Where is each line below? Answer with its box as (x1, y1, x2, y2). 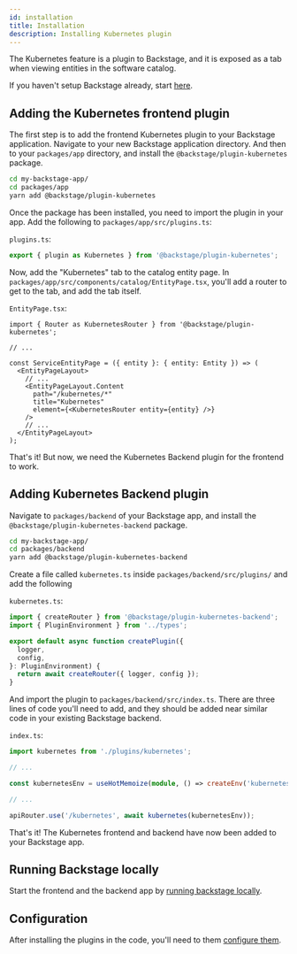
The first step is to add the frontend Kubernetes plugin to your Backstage (9, 129, 276, 140)
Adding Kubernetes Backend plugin (9, 487, 209, 502)
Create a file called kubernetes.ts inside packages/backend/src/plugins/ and (9, 569, 288, 580)
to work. (9, 461, 40, 472)
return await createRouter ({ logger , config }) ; (17, 670, 200, 679)
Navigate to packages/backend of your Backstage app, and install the (9, 510, 256, 520)
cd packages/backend (9, 545, 86, 554)
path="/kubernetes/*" (32, 389, 113, 398)
